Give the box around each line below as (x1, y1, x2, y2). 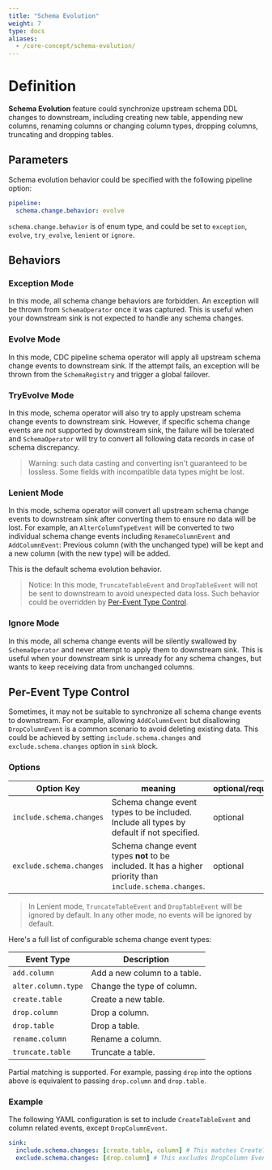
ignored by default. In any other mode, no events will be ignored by (28, 910, 253, 919)
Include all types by (112, 816, 186, 828)
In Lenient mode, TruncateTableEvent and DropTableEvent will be (28, 901, 243, 911)
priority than (112, 870, 159, 881)
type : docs (8, 27, 45, 35)
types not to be (112, 850, 170, 861)
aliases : (8, 34, 38, 43)
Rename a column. (91, 1033, 162, 1044)
